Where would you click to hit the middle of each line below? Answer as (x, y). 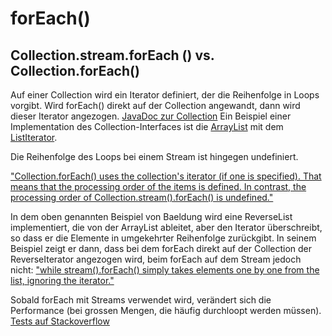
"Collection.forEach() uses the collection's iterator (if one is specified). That (166, 176)
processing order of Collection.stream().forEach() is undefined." (142, 197)
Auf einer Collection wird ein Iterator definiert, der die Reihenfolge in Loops (165, 95)
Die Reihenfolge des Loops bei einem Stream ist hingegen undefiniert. (154, 156)
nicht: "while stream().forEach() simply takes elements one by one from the (165, 270)
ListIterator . (34, 137)
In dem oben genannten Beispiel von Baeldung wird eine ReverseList (151, 216)
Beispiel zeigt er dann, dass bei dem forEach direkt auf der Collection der (161, 248)
